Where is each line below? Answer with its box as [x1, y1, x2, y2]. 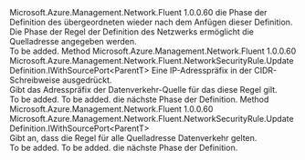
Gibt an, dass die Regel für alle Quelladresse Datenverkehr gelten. [9, 133, 258, 143]
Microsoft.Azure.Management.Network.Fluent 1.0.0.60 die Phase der [9, 7, 268, 17]
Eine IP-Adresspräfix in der [151, 65, 253, 75]
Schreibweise [9, 75, 61, 85]
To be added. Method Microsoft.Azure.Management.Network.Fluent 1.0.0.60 [9, 45, 297, 56]
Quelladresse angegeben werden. [9, 36, 137, 46]
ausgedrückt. [62, 75, 112, 85]
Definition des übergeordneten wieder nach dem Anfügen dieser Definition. [9, 16, 293, 27]
